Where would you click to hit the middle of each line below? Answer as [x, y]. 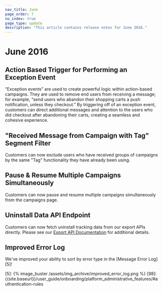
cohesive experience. [27, 120]
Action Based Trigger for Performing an [66, 69]
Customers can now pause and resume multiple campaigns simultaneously [81, 194]
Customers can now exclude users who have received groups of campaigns [81, 155]
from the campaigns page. [32, 200]
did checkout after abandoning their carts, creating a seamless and [72, 115]
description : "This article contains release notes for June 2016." [76, 28]
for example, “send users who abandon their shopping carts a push [73, 99]
